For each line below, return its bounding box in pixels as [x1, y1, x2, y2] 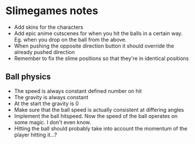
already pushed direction [14, 48, 75, 55]
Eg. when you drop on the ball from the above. [14, 36, 127, 43]
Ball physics [5, 72, 51, 82]
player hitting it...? [14, 131, 57, 138]
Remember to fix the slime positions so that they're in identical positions [14, 55, 189, 62]
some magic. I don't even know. [14, 119, 92, 126]
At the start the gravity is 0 [14, 100, 79, 107]
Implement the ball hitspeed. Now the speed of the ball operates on [14, 112, 178, 119]
